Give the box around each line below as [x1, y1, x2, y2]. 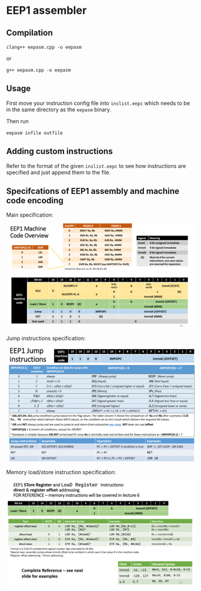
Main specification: [6, 211, 53, 218]
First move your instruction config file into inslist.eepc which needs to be [6, 99, 190, 107]
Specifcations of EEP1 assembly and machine [6, 186, 180, 196]
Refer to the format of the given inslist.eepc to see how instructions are [6, 162, 186, 169]
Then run [6, 117, 29, 125]
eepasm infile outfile [6, 130, 63, 136]
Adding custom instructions [6, 146, 113, 156]
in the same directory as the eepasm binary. [6, 106, 112, 113]
